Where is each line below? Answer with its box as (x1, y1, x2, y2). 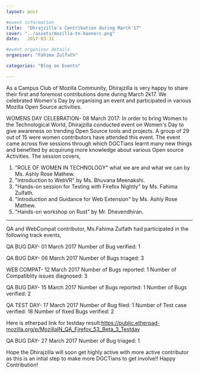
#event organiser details (6, 47, 70, 53)
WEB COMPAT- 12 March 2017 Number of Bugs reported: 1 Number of (6, 266, 176, 273)
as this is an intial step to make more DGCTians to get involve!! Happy (6, 355, 176, 362)
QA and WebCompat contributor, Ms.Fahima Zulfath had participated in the (6, 225, 189, 232)
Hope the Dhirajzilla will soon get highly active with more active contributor (6, 348, 189, 356)
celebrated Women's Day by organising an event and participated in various (6, 97, 191, 104)
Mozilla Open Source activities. (6, 103, 82, 110)
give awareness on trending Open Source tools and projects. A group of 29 (6, 127, 190, 134)
